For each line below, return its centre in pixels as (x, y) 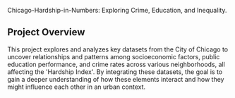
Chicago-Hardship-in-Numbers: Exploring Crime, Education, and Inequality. (117, 10)
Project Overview (46, 32)
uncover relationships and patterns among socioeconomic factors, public (114, 56)
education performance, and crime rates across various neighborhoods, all (116, 64)
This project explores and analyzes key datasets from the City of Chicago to (118, 49)
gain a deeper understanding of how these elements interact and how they (116, 79)
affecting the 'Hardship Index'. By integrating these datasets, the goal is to (115, 72)
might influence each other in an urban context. (77, 87)
